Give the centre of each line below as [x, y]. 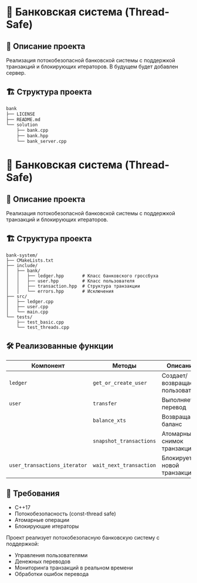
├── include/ [22, 265]
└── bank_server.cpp [42, 141]
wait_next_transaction [125, 465]
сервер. [16, 73]
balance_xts [109, 420]
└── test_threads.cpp [43, 327]
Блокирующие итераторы [47, 527]
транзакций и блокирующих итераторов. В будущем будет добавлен [92, 66]
